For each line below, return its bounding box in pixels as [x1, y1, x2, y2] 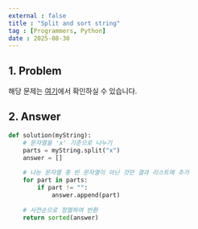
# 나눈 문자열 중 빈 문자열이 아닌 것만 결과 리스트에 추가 [23, 169, 189, 177]
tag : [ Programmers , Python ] [8, 27, 106, 35]
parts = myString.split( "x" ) [23, 146, 121, 154]
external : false [8, 11, 67, 20]
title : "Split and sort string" [8, 19, 121, 27]
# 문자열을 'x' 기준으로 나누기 [23, 138, 113, 147]
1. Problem [8, 63, 62, 77]
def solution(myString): [8, 131, 92, 139]
